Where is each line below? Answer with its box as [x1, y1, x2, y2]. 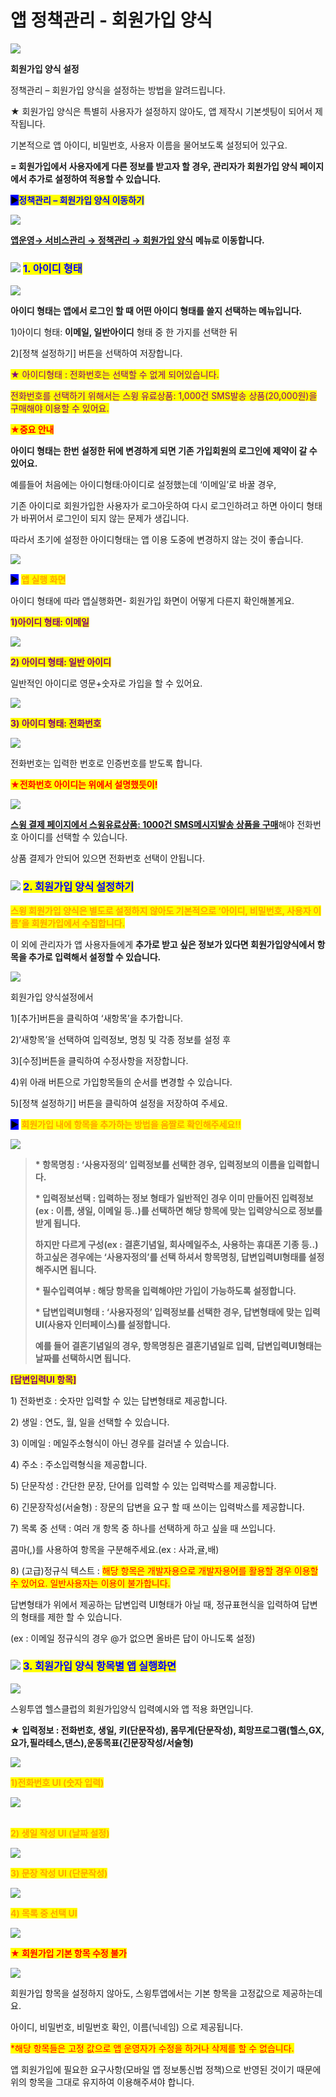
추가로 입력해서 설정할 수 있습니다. [28, 951, 162, 963]
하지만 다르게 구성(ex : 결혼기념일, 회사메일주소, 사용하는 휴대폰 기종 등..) [34, 1238, 319, 1250]
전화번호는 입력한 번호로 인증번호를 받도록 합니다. [10, 757, 203, 770]
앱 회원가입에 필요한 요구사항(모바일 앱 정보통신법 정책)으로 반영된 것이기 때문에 [10, 2063, 322, 2075]
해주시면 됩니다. [34, 1263, 97, 1275]
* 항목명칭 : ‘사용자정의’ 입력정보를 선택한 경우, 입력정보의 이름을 [34, 1158, 286, 1170]
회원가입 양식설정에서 [10, 991, 94, 1003]
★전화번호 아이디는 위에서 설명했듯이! [10, 779, 158, 791]
